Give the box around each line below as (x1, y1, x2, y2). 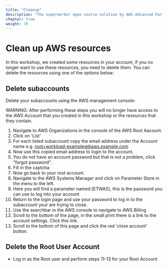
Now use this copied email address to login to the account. (12, 149, 134, 155)
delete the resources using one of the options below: (5, 70, 114, 76)
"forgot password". (12, 159, 52, 165)
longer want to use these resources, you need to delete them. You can (5, 64, 150, 70)
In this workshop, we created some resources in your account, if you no (5, 59, 154, 65)
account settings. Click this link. (12, 218, 79, 224)
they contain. (5, 118, 33, 124)
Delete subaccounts (5, 84, 70, 93)
